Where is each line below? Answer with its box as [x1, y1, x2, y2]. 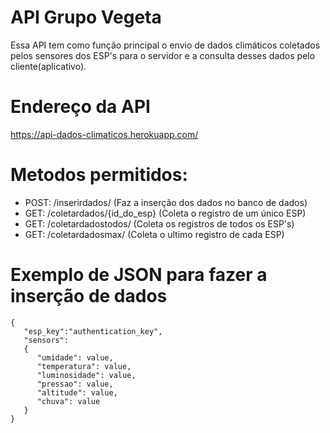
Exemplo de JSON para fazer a [10, 264, 268, 286]
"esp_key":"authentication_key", [23, 326, 163, 336]
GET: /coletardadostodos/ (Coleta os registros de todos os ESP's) [24, 217, 295, 230]
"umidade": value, [36, 352, 114, 363]
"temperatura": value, [36, 361, 132, 371]
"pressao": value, [36, 379, 114, 389]
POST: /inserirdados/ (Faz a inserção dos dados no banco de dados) [24, 196, 308, 208]
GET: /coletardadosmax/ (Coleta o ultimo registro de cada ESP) [24, 228, 285, 240]
